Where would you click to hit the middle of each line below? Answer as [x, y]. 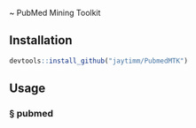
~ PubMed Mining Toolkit [55, 13]
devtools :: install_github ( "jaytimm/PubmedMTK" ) [99, 61]
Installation [41, 40]
